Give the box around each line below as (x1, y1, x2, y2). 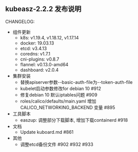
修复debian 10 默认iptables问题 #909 (20, 91, 97, 97)
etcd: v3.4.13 (20, 45, 47, 52)
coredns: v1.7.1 (20, 50, 51, 57)
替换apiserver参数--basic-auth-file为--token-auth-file (20, 79, 133, 85)
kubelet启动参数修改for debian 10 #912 (20, 85, 101, 91)
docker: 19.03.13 (20, 40, 54, 46)
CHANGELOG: (5, 18, 35, 24)
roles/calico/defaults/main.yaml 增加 (20, 98, 96, 104)
